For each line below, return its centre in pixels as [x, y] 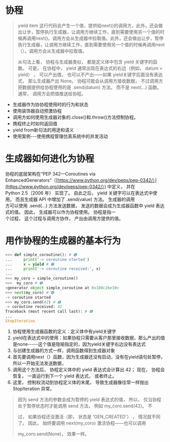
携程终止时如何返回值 [35, 123]
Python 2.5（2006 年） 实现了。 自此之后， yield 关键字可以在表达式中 [79, 193]
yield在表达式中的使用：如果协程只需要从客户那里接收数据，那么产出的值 [89, 338]
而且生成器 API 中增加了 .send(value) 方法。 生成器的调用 [75, 199]
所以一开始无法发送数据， [39, 363]
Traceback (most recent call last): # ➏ [49, 312]
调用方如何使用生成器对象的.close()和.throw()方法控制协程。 [75, 117]
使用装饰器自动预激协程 [37, 110]
